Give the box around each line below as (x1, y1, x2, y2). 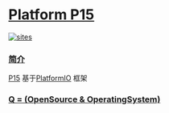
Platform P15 (8, 6, 95, 24)
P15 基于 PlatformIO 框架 (8, 74, 88, 83)
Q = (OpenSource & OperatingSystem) (8, 94, 161, 105)
